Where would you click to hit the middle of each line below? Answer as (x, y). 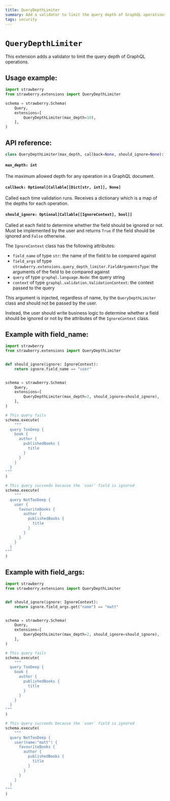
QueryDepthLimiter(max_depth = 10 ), (60, 118)
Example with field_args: (45, 572)
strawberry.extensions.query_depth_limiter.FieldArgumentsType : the (85, 266)
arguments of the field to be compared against (61, 272)
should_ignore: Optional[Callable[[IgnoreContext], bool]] (69, 214)
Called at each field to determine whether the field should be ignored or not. (84, 225)
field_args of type (32, 261)
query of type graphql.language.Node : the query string (69, 277)
